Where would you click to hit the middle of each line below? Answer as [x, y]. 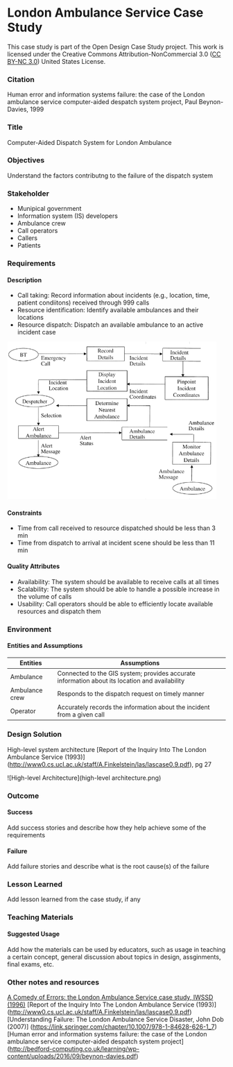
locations [30, 318]
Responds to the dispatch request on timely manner [131, 694]
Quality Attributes [34, 566]
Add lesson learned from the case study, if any [74, 899]
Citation [21, 79]
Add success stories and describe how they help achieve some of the [107, 828]
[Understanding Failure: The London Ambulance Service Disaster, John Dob [115, 1019]
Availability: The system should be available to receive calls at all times [118, 581]
